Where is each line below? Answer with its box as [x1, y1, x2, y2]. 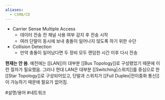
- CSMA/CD [10, 12, 30, 17]
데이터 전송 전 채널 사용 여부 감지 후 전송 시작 [20, 31, 108, 37]
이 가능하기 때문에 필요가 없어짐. [5, 78, 69, 85]
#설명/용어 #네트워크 [5, 89, 46, 95]
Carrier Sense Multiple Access [12, 25, 76, 31]
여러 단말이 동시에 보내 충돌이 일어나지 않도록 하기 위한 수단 [20, 38, 136, 44]
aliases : [5, 7, 24, 12]
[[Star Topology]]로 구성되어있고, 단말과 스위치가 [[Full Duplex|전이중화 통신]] [5, 72, 159, 78]
